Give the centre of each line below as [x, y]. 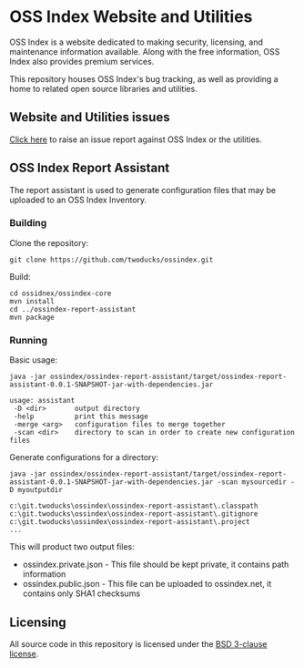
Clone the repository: [49, 242]
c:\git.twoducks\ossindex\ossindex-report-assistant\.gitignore [134, 514]
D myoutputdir [36, 490]
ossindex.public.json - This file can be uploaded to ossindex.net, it [147, 584]
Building [28, 223]
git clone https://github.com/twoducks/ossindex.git [111, 260]
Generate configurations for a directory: [84, 457]
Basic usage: [34, 360]
